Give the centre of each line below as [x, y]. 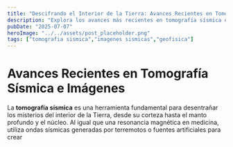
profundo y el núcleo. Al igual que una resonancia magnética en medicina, [113, 123]
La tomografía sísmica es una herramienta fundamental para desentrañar [113, 107]
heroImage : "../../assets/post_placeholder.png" [79, 33]
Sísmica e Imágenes [66, 88]
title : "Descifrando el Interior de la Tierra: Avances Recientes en [110, 14]
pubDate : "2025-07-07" [40, 26]
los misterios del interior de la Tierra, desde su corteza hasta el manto [107, 115]
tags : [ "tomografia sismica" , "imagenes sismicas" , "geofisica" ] [101, 40]
